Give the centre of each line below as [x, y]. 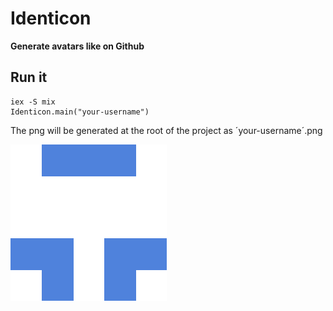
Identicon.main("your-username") [80, 112]
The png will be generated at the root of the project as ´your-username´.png [166, 130]
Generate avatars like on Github [77, 46]
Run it [29, 77]
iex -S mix [33, 102]
